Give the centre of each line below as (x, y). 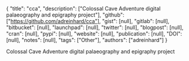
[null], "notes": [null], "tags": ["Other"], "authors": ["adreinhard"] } (87, 40)
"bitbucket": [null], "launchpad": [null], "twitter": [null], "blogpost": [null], (95, 27)
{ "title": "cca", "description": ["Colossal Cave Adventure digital (84, 9)
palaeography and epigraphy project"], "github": (65, 15)
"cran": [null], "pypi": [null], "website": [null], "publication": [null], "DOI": (94, 34)
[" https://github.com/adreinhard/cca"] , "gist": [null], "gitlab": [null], (88, 21)
